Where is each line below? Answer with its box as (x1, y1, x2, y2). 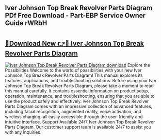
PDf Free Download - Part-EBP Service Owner (5, 12, 146, 20)
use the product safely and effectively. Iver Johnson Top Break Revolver (5, 98, 149, 104)
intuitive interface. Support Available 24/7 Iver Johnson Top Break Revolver (5, 119, 155, 124)
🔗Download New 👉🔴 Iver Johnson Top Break (5, 39, 144, 48)
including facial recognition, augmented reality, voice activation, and (5, 109, 142, 114)
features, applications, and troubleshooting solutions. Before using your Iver (5, 78, 157, 83)
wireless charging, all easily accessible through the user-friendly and (5, 114, 143, 120)
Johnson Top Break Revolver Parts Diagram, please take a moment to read (5, 83, 154, 88)
